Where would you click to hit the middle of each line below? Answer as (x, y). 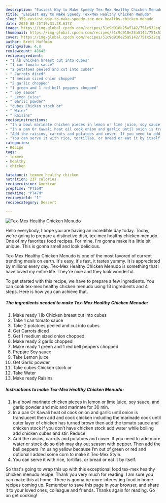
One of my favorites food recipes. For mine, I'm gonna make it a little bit (78, 241)
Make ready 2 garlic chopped (43, 341)
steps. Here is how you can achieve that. (47, 292)
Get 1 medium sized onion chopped (49, 336)
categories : (18, 143)
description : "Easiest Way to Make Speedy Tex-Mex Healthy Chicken (76, 10)
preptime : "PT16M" (24, 189)
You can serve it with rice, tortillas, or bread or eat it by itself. (74, 460)
